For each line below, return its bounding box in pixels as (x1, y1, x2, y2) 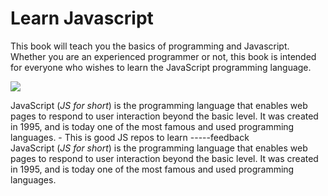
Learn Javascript (10, 7, 154, 30)
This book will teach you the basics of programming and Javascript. (10, 40, 290, 52)
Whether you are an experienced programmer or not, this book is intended (10, 50, 317, 62)
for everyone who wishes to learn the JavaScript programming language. (10, 61, 312, 73)
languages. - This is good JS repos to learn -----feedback (10, 131, 250, 143)
